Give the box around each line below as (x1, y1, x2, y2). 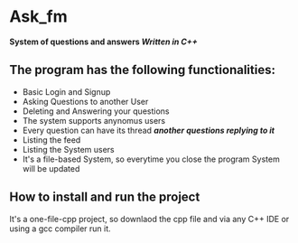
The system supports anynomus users (22, 115, 165, 126)
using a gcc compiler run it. (9, 223, 111, 234)
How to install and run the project (9, 190, 200, 205)
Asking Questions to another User (22, 96, 149, 107)
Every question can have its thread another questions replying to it (22, 125, 275, 136)
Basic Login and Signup (22, 86, 111, 97)
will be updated (22, 163, 80, 173)
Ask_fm (9, 6, 68, 27)
